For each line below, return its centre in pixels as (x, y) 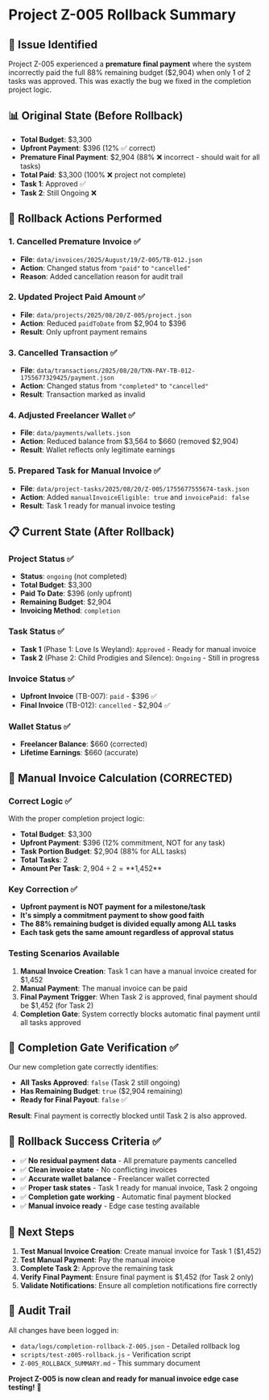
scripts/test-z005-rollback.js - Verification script (106, 1354)
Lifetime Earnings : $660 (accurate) (79, 753)
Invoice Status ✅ (41, 679)
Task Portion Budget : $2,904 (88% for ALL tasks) (103, 851)
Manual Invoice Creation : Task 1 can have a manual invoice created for (138, 971)
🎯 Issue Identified (53, 45)
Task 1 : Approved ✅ (53, 184)
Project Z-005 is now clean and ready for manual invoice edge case (124, 1378)
